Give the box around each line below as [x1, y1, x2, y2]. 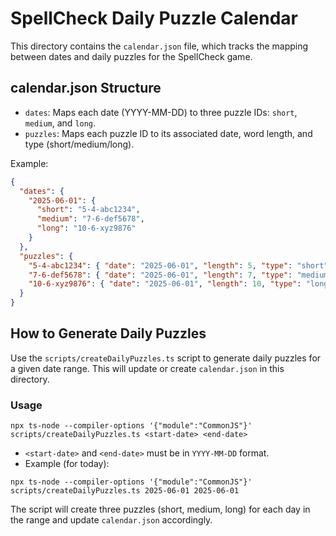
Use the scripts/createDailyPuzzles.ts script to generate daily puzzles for [10, 352, 322, 364]
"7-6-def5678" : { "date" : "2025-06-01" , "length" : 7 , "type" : [28, 270, 293, 280]
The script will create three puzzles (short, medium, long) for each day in [10, 503, 311, 516]
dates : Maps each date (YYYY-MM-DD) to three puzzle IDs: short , [24, 106, 298, 118]
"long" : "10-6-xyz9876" [36, 223, 137, 234]
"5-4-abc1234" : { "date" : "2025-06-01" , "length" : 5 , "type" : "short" [28, 260, 329, 271]
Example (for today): [24, 458, 110, 470]
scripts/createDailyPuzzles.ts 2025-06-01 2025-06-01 [10, 486, 240, 496]
